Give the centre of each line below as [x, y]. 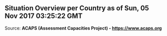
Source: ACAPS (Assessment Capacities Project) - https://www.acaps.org [83, 28]
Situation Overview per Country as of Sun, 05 [77, 8]
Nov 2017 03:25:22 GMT [44, 16]
